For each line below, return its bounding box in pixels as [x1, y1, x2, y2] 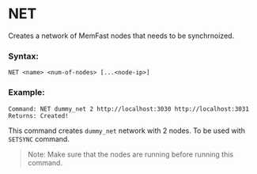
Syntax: [8, 51, 40, 62]
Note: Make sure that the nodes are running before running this [27, 149, 234, 159]
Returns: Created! [8, 112, 69, 119]
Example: [8, 87, 45, 98]
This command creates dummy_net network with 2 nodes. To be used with [8, 126, 245, 135]
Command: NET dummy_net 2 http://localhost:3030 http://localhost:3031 [8, 104, 249, 113]
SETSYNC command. [8, 134, 70, 143]
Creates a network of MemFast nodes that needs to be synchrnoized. [8, 31, 235, 40]
